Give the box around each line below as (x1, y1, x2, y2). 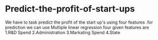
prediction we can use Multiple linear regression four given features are (5, 24, 149, 30)
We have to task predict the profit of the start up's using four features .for (5, 19, 153, 25)
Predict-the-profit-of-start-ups (5, 3, 135, 14)
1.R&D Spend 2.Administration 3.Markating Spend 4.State (5, 29, 120, 35)
